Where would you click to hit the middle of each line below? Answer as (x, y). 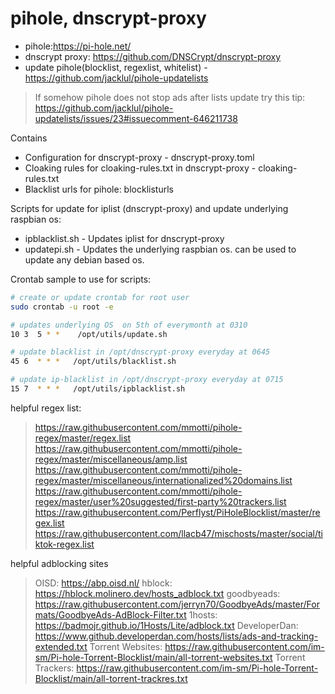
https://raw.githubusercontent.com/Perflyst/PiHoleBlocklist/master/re (177, 512)
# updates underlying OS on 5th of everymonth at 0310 (129, 325)
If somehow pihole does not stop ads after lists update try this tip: (170, 97)
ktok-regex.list (64, 544)
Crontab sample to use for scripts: (81, 279)
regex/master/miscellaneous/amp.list (111, 459)
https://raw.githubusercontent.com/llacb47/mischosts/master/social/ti (178, 533)
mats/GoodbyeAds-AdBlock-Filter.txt (110, 614)
